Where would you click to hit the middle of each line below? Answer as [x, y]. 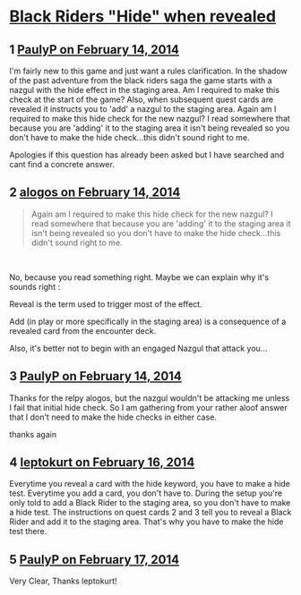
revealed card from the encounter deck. [83, 331]
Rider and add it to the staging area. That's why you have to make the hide [146, 522]
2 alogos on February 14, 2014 [95, 193]
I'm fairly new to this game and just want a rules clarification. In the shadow [149, 71]
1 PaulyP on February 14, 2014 [95, 50]
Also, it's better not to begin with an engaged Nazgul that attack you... [138, 348]
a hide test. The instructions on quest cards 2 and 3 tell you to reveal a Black [150, 513]
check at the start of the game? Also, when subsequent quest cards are [142, 99]
